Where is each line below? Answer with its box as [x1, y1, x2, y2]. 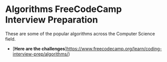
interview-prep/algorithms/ [12, 51, 69, 57]
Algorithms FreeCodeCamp [5, 3, 122, 15]
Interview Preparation [5, 14, 98, 25]
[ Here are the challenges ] [12, 45, 67, 51]
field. [5, 36, 16, 42]
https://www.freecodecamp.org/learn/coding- [66, 45, 162, 51]
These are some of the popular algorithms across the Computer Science [5, 30, 155, 36]
